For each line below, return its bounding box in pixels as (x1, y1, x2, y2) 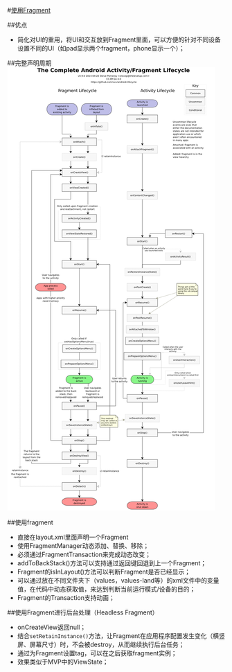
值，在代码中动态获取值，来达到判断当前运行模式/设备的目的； (17, 585, 196, 593)
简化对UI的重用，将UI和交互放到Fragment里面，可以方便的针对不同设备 (17, 35, 222, 44)
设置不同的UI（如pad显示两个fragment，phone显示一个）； (17, 44, 185, 52)
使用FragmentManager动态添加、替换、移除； (17, 542, 150, 549)
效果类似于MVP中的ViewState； (17, 657, 109, 666)
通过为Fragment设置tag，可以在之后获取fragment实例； (17, 649, 177, 657)
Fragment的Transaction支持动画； (17, 594, 116, 601)
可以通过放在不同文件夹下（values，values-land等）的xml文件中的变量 (17, 576, 220, 584)
